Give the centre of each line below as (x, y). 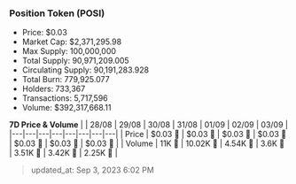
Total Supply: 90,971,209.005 (76, 61)
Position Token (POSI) (57, 13)
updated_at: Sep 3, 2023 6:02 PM (93, 170)
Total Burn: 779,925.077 (66, 80)
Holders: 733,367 (54, 89)
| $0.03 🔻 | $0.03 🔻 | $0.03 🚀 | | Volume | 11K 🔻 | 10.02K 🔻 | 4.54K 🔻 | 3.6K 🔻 (147, 143)
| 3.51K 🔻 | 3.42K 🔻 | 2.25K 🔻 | (63, 153)
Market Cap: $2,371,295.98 (72, 42)
